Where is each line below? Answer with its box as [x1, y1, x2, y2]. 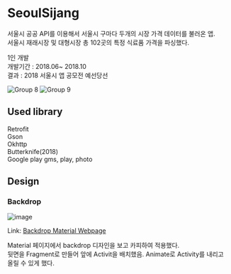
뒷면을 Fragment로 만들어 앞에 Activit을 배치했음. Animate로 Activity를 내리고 [7, 250, 225, 258]
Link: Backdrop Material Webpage [7, 226, 106, 235]
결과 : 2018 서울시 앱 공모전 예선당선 [7, 71, 108, 80]
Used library [7, 106, 63, 118]
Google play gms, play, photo [7, 155, 93, 163]
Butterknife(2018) [7, 147, 59, 155]
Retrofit [7, 124, 30, 133]
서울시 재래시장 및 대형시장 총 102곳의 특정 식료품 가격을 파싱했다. [7, 38, 190, 47]
